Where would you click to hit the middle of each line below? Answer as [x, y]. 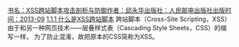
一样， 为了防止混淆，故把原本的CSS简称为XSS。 [86, 36]
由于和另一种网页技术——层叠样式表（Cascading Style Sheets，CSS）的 [114, 28]
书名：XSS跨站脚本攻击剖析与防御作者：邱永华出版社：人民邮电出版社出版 [116, 10]
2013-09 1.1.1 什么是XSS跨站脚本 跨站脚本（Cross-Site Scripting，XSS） [125, 19]
